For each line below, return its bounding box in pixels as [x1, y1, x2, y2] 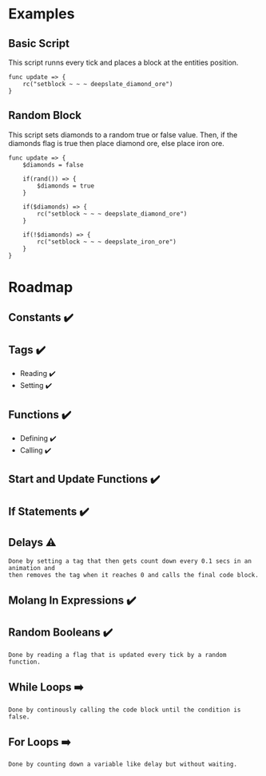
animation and [8, 564, 56, 572]
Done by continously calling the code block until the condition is [8, 706, 241, 714]
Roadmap [8, 279, 73, 296]
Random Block [8, 109, 82, 122]
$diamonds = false [22, 160, 84, 168]
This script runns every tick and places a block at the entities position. [8, 57, 239, 67]
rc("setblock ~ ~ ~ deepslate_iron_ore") [37, 237, 177, 246]
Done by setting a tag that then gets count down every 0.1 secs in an [8, 556, 252, 565]
